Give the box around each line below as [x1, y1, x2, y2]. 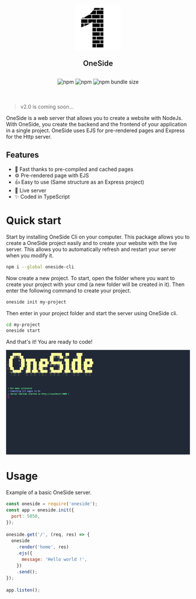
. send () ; [16, 569, 38, 574]
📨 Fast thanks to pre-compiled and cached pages [14, 166, 134, 173]
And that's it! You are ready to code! [6, 338, 93, 346]
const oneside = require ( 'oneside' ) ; [6, 501, 98, 507]
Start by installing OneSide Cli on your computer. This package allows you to [6, 233, 190, 240]
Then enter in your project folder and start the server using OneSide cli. [6, 309, 178, 316]
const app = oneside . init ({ [6, 507, 75, 513]
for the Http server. [6, 133, 52, 140]
